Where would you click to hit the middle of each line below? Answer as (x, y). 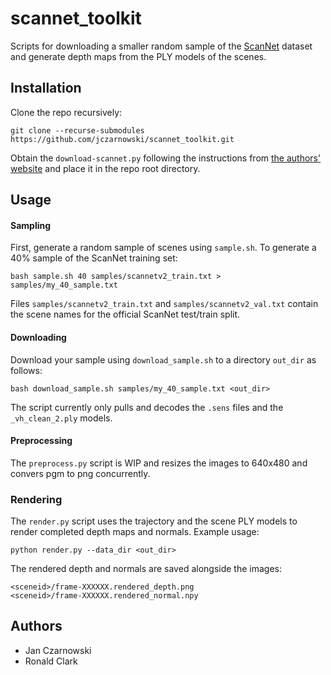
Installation (46, 88)
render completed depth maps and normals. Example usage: (135, 532)
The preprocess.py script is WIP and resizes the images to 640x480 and (159, 463)
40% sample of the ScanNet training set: (94, 258)
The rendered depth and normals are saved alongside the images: (146, 569)
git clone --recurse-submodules (77, 130)
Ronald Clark (51, 661)
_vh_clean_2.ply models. (61, 418)
